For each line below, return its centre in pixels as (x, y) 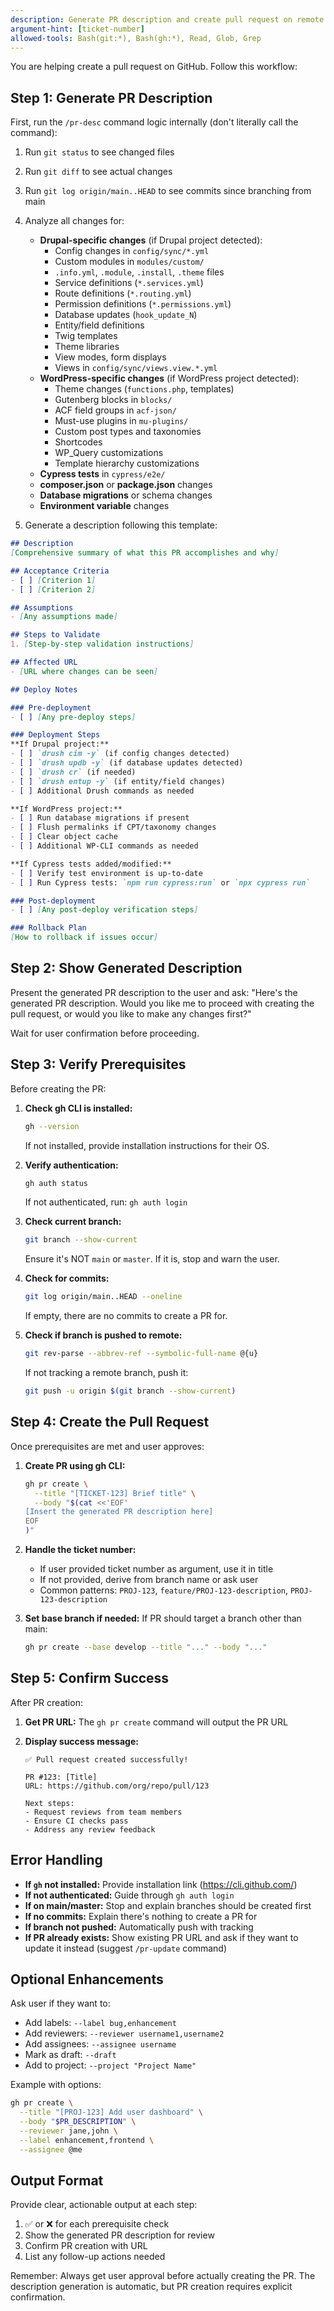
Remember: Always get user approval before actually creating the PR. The (163, 2276)
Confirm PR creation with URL (86, 2246)
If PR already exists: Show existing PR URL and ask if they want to (161, 1937)
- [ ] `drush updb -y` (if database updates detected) (127, 763)
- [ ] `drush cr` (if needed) (73, 772)
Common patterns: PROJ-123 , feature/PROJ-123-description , (163, 1590)
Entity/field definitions (99, 325)
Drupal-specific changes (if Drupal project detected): (151, 240)
